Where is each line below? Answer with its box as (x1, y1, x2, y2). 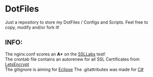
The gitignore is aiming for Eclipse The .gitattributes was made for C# (5, 66, 144, 72)
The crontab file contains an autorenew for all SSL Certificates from (5, 56, 140, 62)
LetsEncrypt (5, 61, 30, 67)
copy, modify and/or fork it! (5, 24, 60, 30)
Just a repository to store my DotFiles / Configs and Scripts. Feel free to (5, 19, 149, 25)
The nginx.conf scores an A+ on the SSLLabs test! (5, 51, 106, 57)
